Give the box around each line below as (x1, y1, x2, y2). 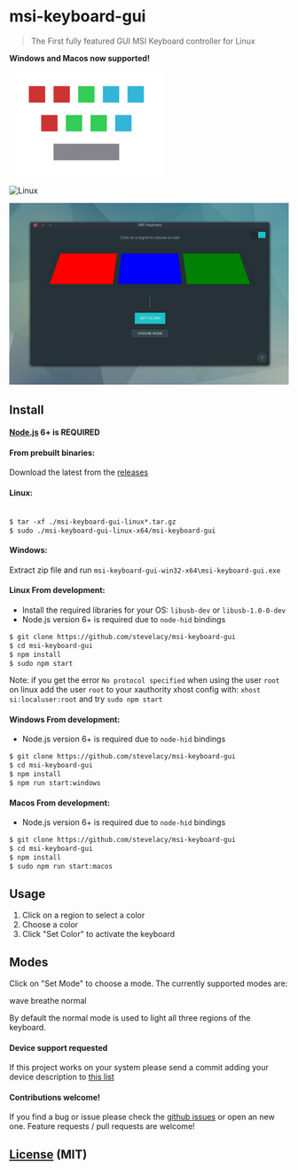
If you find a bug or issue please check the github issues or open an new (9, 1111, 275, 1122)
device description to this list (9, 1071, 114, 1082)
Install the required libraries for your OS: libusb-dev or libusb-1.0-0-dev (21, 605, 286, 615)
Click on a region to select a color (21, 910, 145, 921)
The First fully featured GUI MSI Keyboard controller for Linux (30, 36, 255, 46)
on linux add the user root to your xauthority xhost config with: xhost (9, 685, 262, 695)
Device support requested (9, 1042, 108, 1053)
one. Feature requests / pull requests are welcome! (9, 1121, 195, 1132)
